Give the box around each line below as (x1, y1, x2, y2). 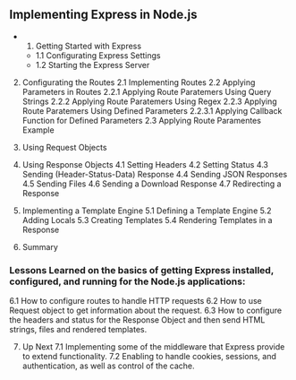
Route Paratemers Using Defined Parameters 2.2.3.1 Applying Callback (21, 105, 283, 116)
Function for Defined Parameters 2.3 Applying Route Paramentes (21, 115, 262, 125)
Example (21, 125, 55, 135)
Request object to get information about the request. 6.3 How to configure (9, 305, 283, 316)
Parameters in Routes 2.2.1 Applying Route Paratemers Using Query (21, 86, 272, 97)
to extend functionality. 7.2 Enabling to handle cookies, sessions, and (21, 351, 277, 362)
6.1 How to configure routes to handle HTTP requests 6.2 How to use (9, 296, 262, 307)
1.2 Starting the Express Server (35, 59, 150, 70)
